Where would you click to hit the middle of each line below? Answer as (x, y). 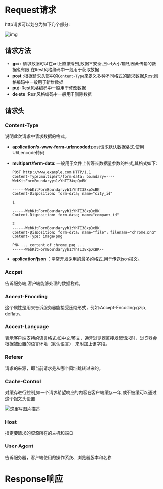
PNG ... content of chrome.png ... (48, 245)
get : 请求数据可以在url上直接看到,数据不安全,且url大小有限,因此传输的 (82, 64)
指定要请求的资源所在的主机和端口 (39, 433)
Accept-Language (27, 326)
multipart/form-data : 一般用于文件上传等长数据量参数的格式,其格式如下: (84, 163)
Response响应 (34, 479)
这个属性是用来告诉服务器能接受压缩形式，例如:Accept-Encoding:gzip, (76, 308)
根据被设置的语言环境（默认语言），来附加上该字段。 (57, 344)
